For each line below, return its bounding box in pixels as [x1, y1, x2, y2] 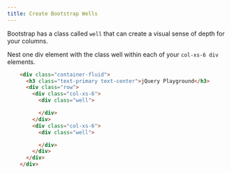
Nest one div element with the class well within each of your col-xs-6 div [7, 50, 219, 58]
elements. [7, 57, 36, 66]
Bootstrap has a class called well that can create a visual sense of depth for [7, 29, 225, 38]
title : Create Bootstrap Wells [7, 10, 98, 17]
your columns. [7, 36, 49, 45]
